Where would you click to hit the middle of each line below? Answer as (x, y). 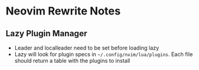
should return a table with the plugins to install (72, 61)
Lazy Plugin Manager (46, 33)
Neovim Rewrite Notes (63, 11)
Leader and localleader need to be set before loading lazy (87, 48)
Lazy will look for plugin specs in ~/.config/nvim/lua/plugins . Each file (104, 54)
